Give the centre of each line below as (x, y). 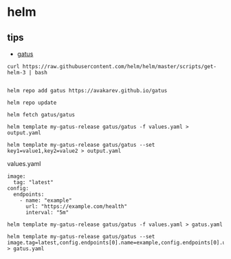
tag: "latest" (33, 183)
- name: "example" (46, 200)
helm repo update (32, 103)
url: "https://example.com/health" (76, 207)
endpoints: (29, 194)
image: (16, 176)
